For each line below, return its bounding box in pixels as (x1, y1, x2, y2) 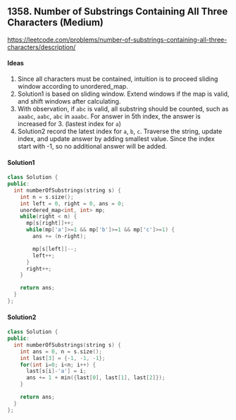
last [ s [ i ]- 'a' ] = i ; (25, 368, 87, 375)
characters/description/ (7, 42, 76, 51)
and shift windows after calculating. (17, 97, 121, 106)
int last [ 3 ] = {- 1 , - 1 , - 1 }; (20, 354, 106, 362)
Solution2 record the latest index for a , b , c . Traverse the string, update (17, 127, 223, 136)
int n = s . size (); (20, 193, 74, 200)
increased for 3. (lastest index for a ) (17, 120, 121, 128)
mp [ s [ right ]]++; (25, 220, 74, 227)
